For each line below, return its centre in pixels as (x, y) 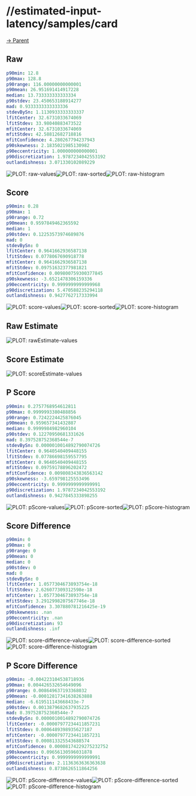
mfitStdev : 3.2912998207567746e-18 (51, 601)
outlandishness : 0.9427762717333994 (52, 296)
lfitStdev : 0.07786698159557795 (46, 456)
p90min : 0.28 (22, 206)
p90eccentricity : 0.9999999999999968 (53, 284)
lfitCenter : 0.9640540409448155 (46, 451)
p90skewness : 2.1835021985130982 (48, 146)
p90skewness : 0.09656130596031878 (49, 752)
